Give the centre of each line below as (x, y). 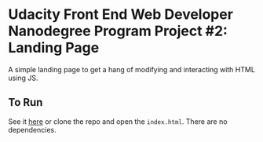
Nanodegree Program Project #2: (118, 31)
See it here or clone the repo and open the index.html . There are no (118, 121)
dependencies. (32, 129)
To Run (26, 102)
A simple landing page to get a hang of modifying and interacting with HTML (131, 69)
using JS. (23, 78)
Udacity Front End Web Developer (121, 15)
